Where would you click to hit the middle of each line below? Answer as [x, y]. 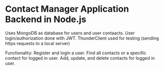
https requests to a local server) [38, 43]
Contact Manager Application [67, 9]
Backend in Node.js [46, 19]
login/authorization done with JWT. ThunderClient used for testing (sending [82, 38]
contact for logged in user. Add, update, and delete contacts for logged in [80, 58]
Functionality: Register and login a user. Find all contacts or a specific [76, 53]
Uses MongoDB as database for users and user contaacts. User [70, 33]
